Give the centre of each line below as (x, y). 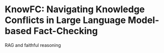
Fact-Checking (65, 31)
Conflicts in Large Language (65, 20)
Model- (143, 20)
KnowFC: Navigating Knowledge (75, 9)
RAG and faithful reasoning (33, 45)
